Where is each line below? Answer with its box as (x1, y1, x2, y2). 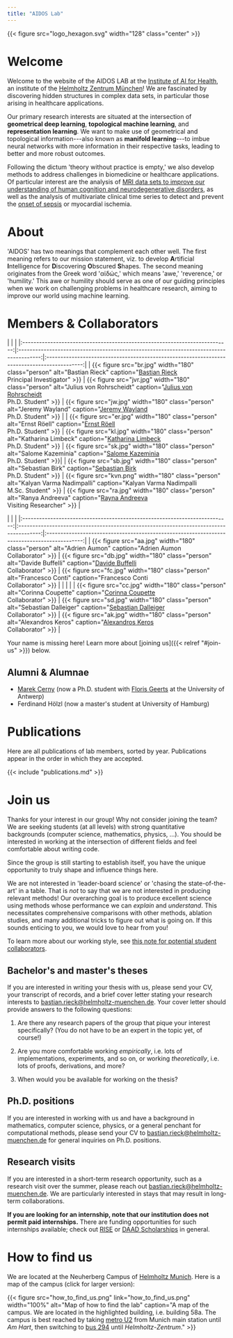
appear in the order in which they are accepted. (7, 755, 144, 763)
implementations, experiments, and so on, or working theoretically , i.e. (17, 1054, 220, 1063)
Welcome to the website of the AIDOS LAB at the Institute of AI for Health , (7, 76, 219, 85)
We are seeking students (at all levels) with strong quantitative (7, 823, 186, 831)
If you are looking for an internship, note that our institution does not (7, 1210, 209, 1218)
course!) (17, 1033, 42, 1042)
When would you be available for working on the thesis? (17, 1075, 179, 1083)
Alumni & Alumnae (7, 666, 89, 678)
